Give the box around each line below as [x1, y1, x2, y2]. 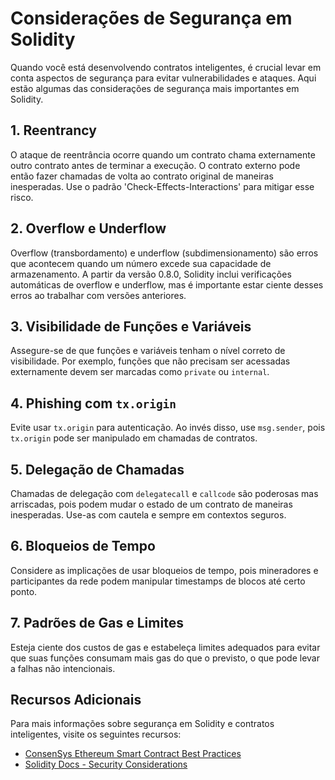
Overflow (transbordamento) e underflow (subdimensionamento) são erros [10, 247, 319, 259]
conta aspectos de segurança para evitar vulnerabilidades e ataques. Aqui [10, 72, 317, 84]
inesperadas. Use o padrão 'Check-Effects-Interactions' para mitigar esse [10, 180, 315, 192]
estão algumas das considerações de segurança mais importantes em [10, 82, 300, 94]
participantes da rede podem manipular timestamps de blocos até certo [10, 575, 306, 587]
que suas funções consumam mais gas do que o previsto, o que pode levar [10, 652, 320, 664]
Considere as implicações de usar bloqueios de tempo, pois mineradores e [10, 564, 319, 576]
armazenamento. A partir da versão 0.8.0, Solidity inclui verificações [10, 268, 292, 280]
